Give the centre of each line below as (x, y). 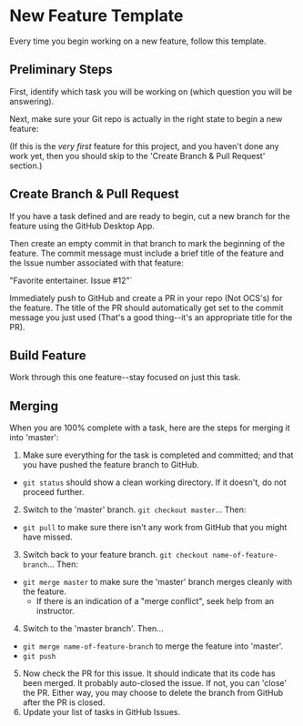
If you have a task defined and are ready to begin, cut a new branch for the (150, 216)
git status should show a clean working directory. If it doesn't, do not (154, 482)
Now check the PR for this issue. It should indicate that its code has (149, 673)
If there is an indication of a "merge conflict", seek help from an (155, 601)
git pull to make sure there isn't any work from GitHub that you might (155, 528)
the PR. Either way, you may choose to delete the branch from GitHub (153, 693)
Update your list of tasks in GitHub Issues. (101, 712)
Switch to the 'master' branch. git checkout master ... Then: (134, 509)
